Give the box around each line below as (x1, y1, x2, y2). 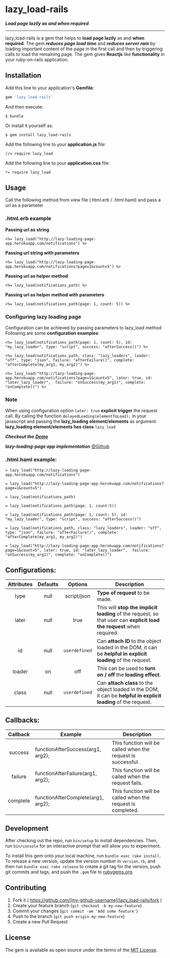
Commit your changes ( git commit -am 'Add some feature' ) (12, 908, 138, 914)
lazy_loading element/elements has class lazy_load (5, 424, 116, 430)
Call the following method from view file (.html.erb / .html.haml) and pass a (5, 197, 161, 203)
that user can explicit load (97, 617, 160, 624)
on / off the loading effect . (97, 671, 161, 678)
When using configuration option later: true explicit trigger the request (5, 408, 158, 414)
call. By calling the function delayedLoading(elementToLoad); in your (5, 413, 147, 419)
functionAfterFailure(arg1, (35, 770, 97, 777)
